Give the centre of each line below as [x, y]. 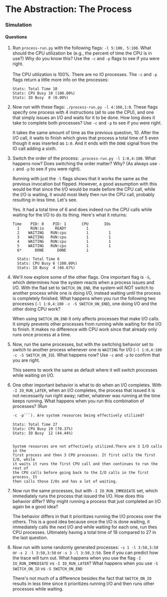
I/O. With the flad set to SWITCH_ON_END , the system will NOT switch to [83, 288]
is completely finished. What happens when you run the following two [84, 298]
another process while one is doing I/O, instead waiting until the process [86, 293]
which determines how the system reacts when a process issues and [83, 282]
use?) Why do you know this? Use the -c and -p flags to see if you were [86, 59]
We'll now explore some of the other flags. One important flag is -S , [82, 277]
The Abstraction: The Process [69, 9]
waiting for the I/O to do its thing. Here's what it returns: [70, 215]
